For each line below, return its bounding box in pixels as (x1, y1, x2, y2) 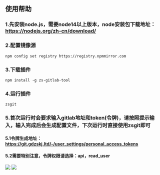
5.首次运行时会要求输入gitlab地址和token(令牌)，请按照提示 (5, 114, 150, 121)
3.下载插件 (5, 66, 31, 73)
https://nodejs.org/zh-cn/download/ (5, 27, 96, 34)
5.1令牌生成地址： (5, 135, 41, 141)
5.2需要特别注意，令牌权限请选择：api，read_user (5, 153, 110, 159)
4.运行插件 (5, 90, 31, 97)
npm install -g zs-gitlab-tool (5, 77, 70, 82)
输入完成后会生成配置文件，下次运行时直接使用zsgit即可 (15, 122, 151, 129)
